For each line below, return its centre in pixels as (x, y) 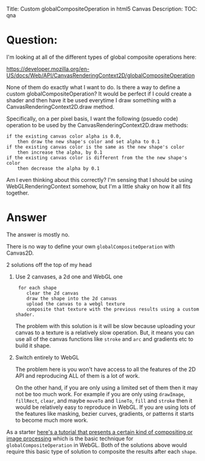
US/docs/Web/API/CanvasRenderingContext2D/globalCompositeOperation (101, 75)
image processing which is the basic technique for (70, 438)
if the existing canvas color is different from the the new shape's (97, 158)
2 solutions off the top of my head (49, 264)
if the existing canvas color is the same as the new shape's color (95, 147)
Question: (32, 40)
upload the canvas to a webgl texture (76, 304)
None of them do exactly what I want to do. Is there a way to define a (93, 87)
